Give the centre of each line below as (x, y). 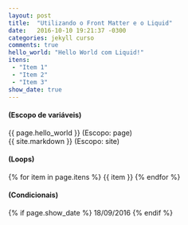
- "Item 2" (29, 75)
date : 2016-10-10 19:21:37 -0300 (67, 30)
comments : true (33, 45)
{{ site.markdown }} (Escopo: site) (64, 141)
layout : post (30, 16)
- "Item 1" (29, 68)
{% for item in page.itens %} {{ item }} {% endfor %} (94, 177)
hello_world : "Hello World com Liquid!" (76, 52)
